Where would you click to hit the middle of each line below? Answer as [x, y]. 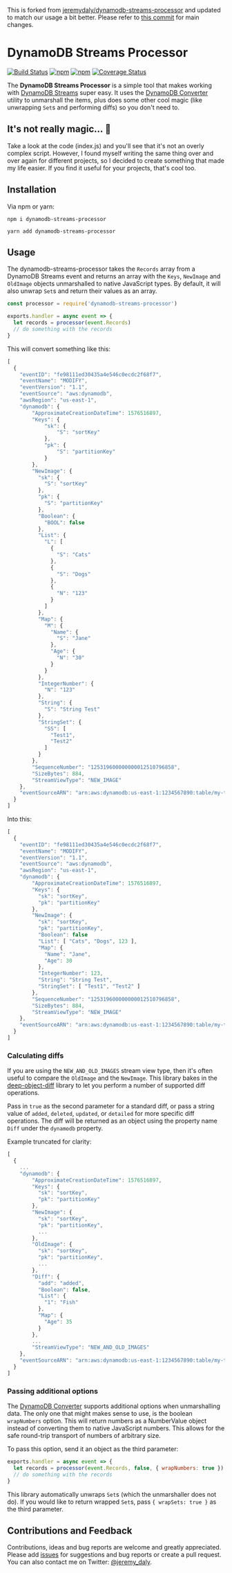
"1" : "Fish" [61, 1303]
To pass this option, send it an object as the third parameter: [93, 1449]
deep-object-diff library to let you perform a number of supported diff [106, 1085]
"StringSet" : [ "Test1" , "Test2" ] [89, 986]
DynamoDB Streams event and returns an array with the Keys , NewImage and [114, 276]
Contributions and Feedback [70, 1530]
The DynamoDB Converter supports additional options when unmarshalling [114, 1406]
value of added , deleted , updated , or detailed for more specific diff [101, 1114]
